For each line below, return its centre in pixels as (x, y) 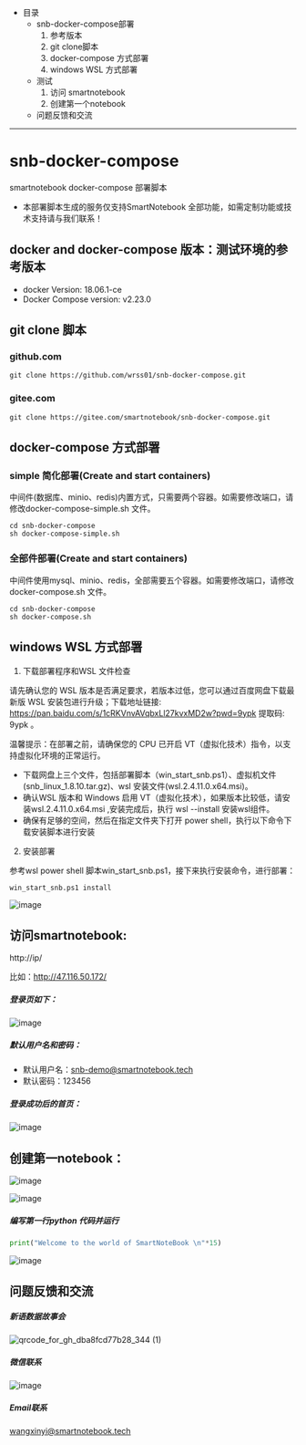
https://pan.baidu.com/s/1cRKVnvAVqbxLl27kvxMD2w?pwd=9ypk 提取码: (147, 712)
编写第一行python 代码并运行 (64, 1221)
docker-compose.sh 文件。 (61, 591)
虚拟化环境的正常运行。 (61, 755)
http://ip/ (26, 958)
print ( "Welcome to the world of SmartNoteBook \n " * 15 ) (116, 1243)
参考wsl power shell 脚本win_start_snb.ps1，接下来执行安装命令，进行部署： (153, 870)
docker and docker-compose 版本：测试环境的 (143, 249)
